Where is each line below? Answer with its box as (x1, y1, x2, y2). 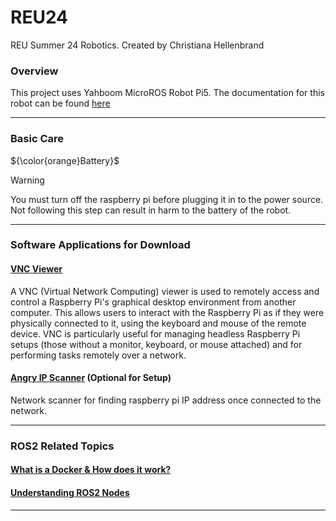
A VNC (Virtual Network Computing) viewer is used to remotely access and (10, 285, 320, 297)
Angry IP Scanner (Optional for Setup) (10, 372, 172, 384)
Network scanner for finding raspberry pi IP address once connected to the (10, 394, 322, 406)
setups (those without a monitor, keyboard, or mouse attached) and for (10, 338, 303, 350)
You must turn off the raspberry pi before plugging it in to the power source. (10, 193, 324, 205)
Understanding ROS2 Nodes (10, 486, 130, 498)
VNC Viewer (10, 263, 63, 275)
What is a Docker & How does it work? (10, 464, 172, 476)
